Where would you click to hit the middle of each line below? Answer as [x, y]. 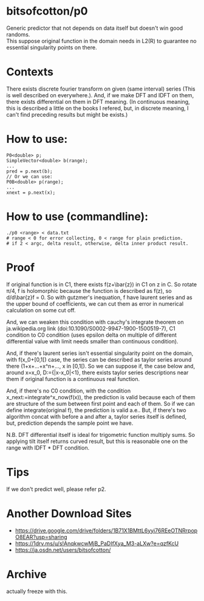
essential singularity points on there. [52, 47]
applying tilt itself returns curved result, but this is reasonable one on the [97, 441]
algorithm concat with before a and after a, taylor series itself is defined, [97, 416]
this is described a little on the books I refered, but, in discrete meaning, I [97, 108]
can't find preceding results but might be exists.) [67, 114]
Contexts [30, 72]
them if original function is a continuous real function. [73, 379]
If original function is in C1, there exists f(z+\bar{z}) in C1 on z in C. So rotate [102, 284]
